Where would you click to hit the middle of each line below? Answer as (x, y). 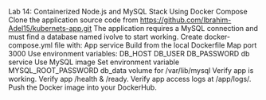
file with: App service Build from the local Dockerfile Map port (156, 45)
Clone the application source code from (73, 20)
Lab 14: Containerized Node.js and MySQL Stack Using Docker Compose (128, 12)
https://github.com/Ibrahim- (186, 20)
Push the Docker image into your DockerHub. (82, 87)
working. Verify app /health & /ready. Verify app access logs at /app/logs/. (130, 79)
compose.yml (31, 45)
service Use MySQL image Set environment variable (94, 62)
